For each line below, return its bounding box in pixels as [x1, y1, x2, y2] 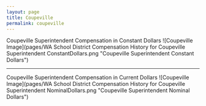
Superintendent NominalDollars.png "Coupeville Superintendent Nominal [6, 87, 190, 94]
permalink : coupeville [6, 20, 64, 26]
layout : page [6, 9, 40, 15]
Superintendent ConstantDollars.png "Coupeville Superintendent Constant [6, 50, 194, 57]
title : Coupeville [6, 15, 53, 21]
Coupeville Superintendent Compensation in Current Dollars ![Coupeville [6, 74, 189, 81]
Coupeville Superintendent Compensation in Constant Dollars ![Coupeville [6, 37, 193, 44]
